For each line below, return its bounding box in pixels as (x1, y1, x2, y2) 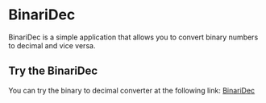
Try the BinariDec (8, 64, 98, 78)
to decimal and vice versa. (8, 40, 96, 50)
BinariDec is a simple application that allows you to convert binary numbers (8, 32, 259, 42)
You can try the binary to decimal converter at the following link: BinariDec (8, 85, 256, 95)
